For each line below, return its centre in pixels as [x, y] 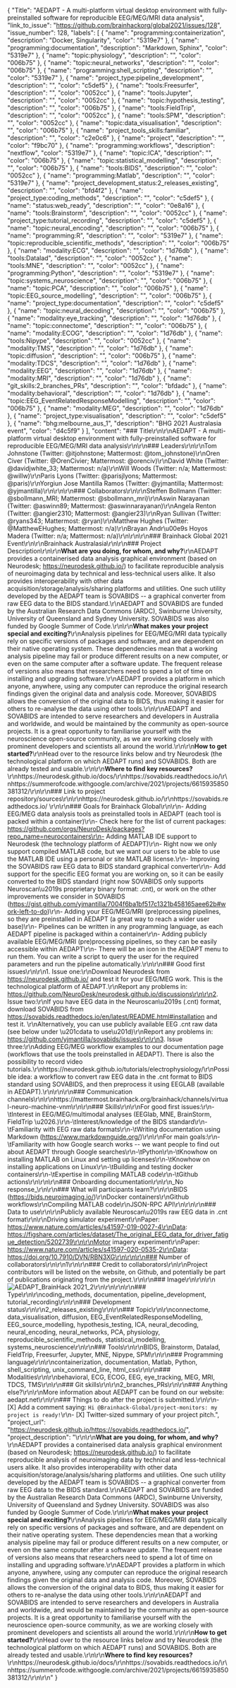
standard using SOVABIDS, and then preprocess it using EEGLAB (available [116, 1084]
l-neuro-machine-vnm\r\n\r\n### [55, 1107]
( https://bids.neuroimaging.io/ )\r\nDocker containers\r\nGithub [98, 1197]
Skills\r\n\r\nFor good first [142, 1107]
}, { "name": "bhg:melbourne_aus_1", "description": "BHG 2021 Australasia [114, 423]
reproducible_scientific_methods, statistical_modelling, [87, 1340]
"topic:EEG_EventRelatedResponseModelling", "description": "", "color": [112, 401]
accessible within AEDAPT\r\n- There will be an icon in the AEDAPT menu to [118, 949]
